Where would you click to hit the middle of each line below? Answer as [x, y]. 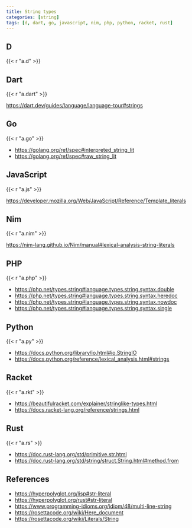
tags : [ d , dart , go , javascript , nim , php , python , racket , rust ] [90, 23]
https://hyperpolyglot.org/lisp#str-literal [63, 494]
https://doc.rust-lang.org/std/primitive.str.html [71, 454]
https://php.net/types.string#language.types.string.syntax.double [94, 290]
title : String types [32, 12]
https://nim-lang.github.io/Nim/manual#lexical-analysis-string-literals [91, 245]
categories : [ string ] [33, 17]
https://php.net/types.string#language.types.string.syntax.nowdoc [96, 302]
